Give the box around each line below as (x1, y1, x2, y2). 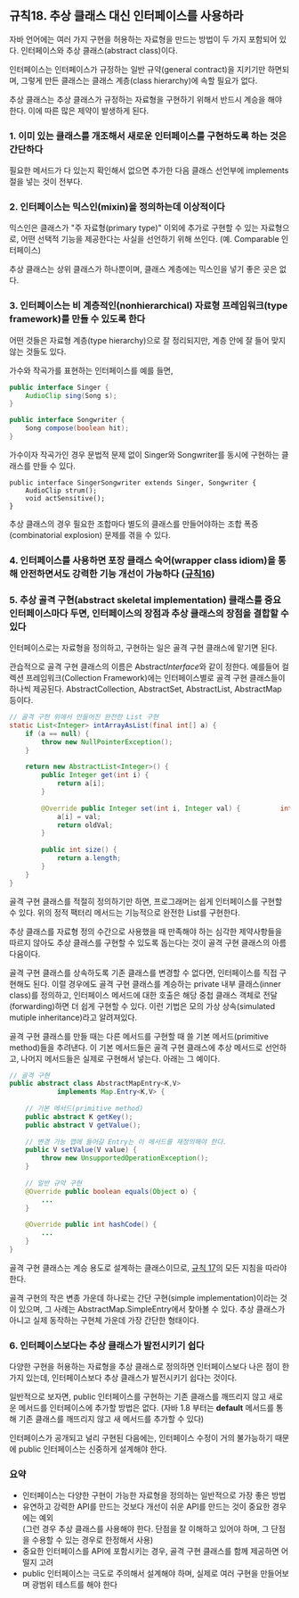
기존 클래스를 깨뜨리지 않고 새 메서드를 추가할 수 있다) (18, 1413, 205, 1425)
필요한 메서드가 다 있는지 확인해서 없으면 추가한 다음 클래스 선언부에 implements (9, 165, 289, 176)
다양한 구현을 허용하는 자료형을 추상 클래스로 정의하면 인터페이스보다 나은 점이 (9, 1362, 280, 1372)
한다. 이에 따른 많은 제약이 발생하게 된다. (9, 105, 149, 116)
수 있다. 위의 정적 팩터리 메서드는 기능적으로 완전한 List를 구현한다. (9, 907, 240, 917)
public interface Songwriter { (9, 416, 125, 425)
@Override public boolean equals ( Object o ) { (25, 1187, 198, 1196)
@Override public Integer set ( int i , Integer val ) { (41, 804, 241, 813)
